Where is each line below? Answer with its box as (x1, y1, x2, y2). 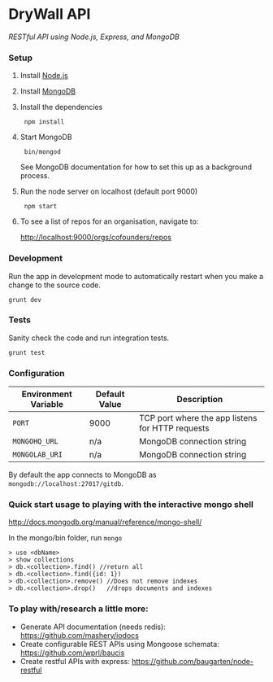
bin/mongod (24, 148, 61, 156)
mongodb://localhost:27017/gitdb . (8, 479, 123, 488)
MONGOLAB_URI (12, 450, 63, 460)
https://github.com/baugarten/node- (131, 656, 254, 666)
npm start (24, 203, 58, 211)
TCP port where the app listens (139, 413, 258, 424)
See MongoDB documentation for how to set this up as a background (19, 162, 253, 172)
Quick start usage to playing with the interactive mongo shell (8, 499, 254, 510)
